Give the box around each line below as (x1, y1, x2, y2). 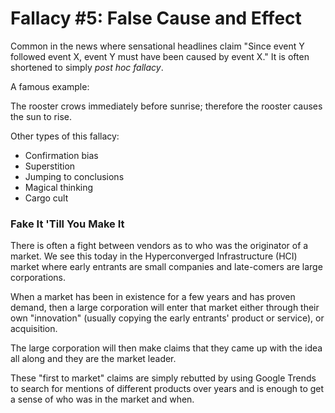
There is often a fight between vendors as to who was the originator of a (10, 240, 309, 252)
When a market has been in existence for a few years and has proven (10, 291, 296, 303)
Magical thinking (24, 181, 94, 193)
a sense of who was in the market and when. (10, 393, 195, 406)
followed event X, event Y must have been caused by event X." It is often (10, 50, 310, 62)
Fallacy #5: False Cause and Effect (10, 7, 302, 30)
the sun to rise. (10, 110, 72, 122)
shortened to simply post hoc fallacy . (10, 61, 164, 73)
